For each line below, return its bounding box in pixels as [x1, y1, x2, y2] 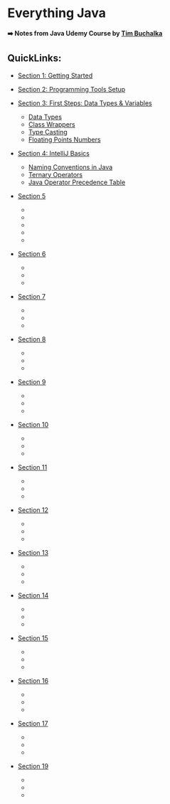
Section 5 [17, 191, 46, 200]
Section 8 [17, 334, 46, 343]
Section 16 [17, 676, 48, 684]
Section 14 [17, 591, 49, 599]
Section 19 [17, 761, 48, 770]
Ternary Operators [28, 170, 83, 179]
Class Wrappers [28, 120, 76, 129]
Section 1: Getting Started [17, 71, 93, 80]
